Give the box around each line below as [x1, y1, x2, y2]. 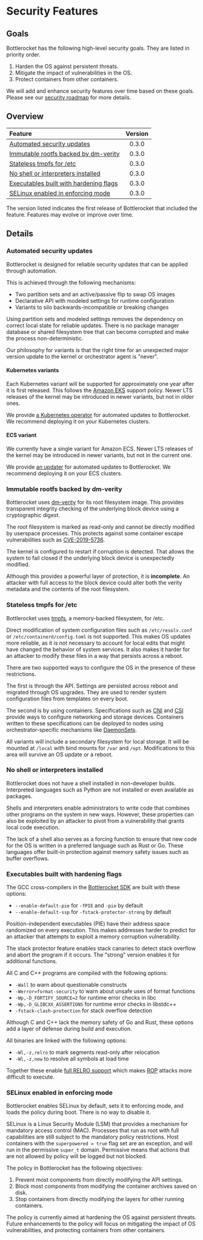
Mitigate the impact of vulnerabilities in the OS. [15, 69, 132, 76]
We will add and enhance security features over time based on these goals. [6, 87, 195, 95]
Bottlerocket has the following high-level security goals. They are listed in [6, 44, 190, 52]
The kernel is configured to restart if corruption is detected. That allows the [6, 548, 195, 555]
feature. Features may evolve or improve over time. [6, 211, 134, 218]
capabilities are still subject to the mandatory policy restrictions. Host [6, 1133, 179, 1140]
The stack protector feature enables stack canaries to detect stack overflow [6, 945, 196, 952]
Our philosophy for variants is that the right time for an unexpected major [6, 346, 189, 353]
